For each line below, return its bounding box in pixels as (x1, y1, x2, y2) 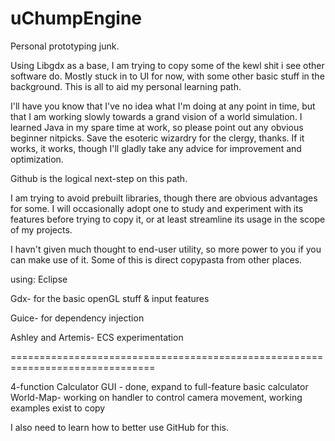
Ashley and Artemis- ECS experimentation (10, 331, 184, 343)
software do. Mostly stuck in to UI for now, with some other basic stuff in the (10, 70, 325, 82)
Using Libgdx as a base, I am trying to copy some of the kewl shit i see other (10, 59, 325, 71)
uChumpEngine (10, 7, 143, 30)
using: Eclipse (10, 273, 68, 285)
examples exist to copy (10, 402, 106, 414)
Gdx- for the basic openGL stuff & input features (10, 292, 210, 304)
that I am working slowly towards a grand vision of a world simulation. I (10, 110, 303, 122)
